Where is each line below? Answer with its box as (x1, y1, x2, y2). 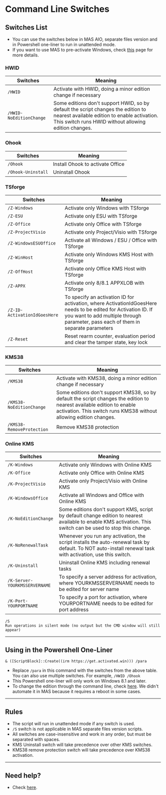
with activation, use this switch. (59, 551, 132, 558)
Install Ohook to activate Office (52, 160, 125, 167)
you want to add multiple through (64, 312, 142, 319)
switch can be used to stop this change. (59, 525, 152, 532)
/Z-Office (7, 221, 31, 227)
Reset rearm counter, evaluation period (64, 333, 156, 340)
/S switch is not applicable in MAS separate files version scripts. (12, 726, 143, 732)
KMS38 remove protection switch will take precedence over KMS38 (12, 747, 151, 753)
